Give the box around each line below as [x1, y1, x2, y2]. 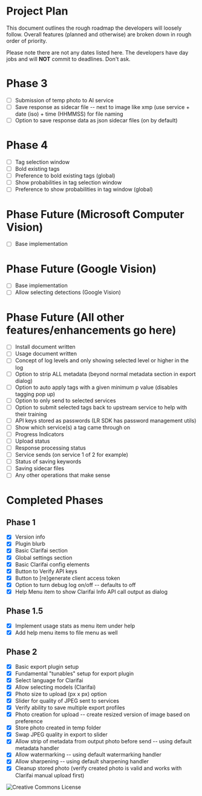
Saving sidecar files [15, 465, 65, 472]
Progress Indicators [15, 430, 65, 437]
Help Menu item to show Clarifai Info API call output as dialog [15, 588, 168, 595]
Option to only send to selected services [15, 397, 116, 404]
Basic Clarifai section [15, 547, 68, 554]
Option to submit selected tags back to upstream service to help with [15, 403, 187, 411]
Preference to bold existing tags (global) [15, 172, 116, 179]
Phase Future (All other [6, 310, 125, 324]
